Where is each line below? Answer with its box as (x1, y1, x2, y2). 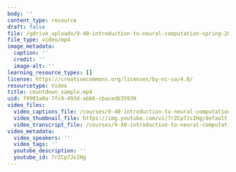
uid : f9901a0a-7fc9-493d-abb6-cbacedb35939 (7, 95, 137, 102)
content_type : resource (7, 17, 77, 24)
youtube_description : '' (13, 147, 86, 154)
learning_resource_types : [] (7, 69, 93, 76)
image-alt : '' (13, 62, 55, 70)
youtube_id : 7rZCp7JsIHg (13, 154, 86, 161)
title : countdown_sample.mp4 (7, 88, 93, 95)
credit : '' (13, 56, 46, 63)
